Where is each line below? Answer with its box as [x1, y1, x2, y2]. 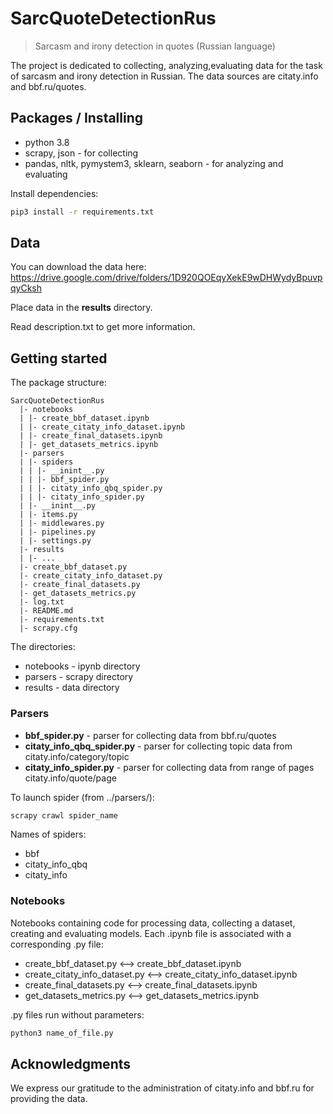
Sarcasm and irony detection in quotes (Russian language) [34, 40, 276, 52]
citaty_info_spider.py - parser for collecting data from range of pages [24, 761, 315, 773]
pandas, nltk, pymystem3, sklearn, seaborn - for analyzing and [24, 157, 284, 169]
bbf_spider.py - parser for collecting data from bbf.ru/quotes [24, 729, 277, 741]
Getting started [10, 350, 108, 367]
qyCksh [10, 282, 43, 294]
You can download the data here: [10, 261, 147, 273]
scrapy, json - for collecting [24, 147, 139, 159]
